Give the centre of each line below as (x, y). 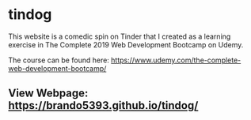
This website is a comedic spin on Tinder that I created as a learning (120, 36)
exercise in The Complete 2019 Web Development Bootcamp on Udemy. (126, 44)
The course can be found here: (59, 60)
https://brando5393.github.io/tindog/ (103, 105)
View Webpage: (48, 94)
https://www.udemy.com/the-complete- (176, 60)
